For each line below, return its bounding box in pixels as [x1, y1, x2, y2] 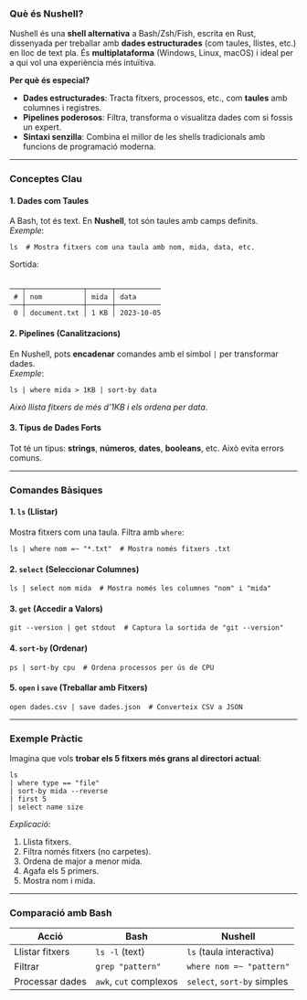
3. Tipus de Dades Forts [9, 422, 102, 433]
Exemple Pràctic [9, 732, 84, 745]
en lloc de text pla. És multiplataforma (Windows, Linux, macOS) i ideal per [9, 48, 294, 59]
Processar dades [14, 975, 87, 988]
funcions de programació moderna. [22, 141, 157, 153]
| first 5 [9, 794, 48, 804]
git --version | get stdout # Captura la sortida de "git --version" [9, 623, 284, 633]
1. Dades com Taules [9, 195, 90, 206]
